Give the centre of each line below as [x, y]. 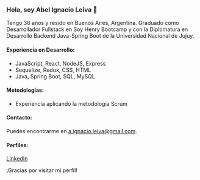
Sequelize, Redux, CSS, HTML [53, 70]
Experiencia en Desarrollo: [41, 50]
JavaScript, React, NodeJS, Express [60, 63]
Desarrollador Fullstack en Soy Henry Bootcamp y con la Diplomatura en [97, 29]
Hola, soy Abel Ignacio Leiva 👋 [52, 10]
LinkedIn [17, 159]
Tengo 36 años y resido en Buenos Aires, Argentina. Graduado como [93, 23]
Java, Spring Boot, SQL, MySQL [55, 76]
